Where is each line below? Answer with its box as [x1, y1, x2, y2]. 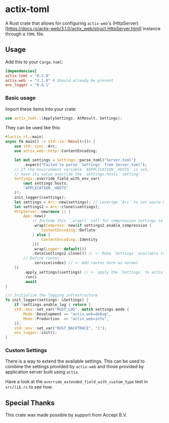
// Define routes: [23, 256, 62, 261]
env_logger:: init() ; [14, 330, 57, 335]
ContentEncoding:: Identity [41, 237, 98, 242]
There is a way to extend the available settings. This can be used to [5, 358, 145, 364]
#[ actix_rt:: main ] [5, 134, 44, 139]
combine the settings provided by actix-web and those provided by [5, 364, 144, 370]
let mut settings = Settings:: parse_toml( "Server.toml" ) [14, 157, 136, 162]
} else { [32, 232, 51, 237]
